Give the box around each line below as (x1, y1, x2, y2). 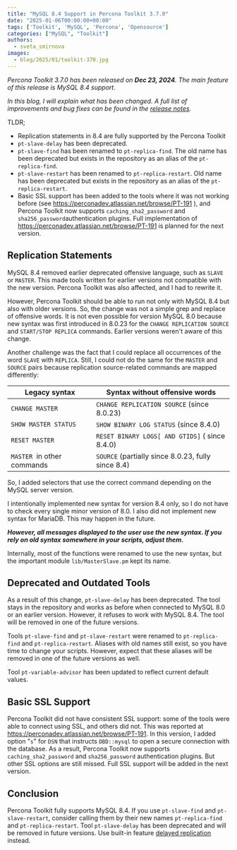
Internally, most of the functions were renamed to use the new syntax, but (7, 549, 222, 557)
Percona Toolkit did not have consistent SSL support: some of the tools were (7, 715, 230, 723)
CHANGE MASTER (11, 404, 59, 413)
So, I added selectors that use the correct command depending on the (7, 478, 212, 487)
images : (7, 50, 30, 57)
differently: (7, 370, 39, 379)
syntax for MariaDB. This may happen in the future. (7, 514, 156, 523)
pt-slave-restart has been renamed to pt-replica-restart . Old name (17, 169, 222, 177)
